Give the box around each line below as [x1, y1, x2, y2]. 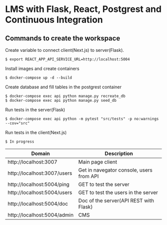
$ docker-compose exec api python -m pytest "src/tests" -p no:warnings [5, 116, 159, 121]
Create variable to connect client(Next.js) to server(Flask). [5, 47, 124, 53]
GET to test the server [78, 181, 130, 188]
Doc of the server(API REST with [78, 197, 154, 204]
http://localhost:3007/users [7, 170, 73, 177]
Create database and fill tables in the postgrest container [5, 84, 122, 90]
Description [104, 150, 133, 157]
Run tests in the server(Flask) [5, 107, 66, 113]
